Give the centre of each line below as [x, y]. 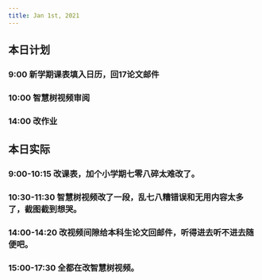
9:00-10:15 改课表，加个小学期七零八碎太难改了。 [104, 174]
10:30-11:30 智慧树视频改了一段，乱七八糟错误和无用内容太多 [126, 197]
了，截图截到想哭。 [45, 209]
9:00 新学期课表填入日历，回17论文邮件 [84, 74]
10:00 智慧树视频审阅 [49, 98]
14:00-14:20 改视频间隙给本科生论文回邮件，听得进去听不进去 [127, 232]
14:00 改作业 [33, 121]
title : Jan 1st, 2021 [44, 16]
